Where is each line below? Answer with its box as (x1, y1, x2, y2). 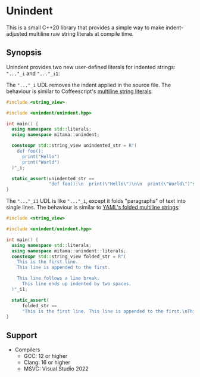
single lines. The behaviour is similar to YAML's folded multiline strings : (6, 204, 180, 211)
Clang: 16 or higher (23, 359, 70, 366)
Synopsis (6, 48, 42, 58)
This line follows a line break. (17, 276, 100, 282)
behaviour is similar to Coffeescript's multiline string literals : (6, 88, 153, 95)
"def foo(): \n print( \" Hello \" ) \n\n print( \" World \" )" (48, 181, 193, 187)
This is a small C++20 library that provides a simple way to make (6, 24, 165, 31)
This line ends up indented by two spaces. (21, 281, 132, 287)
